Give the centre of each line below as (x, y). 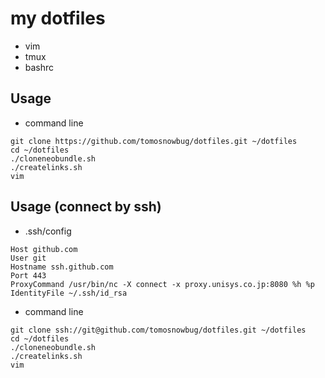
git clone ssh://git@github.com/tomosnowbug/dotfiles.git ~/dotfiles (158, 330)
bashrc (39, 67)
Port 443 (28, 275)
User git (28, 258)
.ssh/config (48, 231)
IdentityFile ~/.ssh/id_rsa (69, 293)
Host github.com (44, 249)
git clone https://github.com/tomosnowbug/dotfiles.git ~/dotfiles (154, 141)
